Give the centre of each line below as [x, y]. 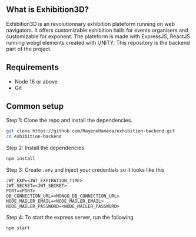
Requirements [32, 67]
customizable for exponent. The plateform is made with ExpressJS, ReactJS [98, 36]
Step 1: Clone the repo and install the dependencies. [69, 121]
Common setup [35, 106]
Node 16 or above [36, 81]
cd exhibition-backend [34, 137]
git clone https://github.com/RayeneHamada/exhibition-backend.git [91, 131]
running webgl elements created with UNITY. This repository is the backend [98, 42]
